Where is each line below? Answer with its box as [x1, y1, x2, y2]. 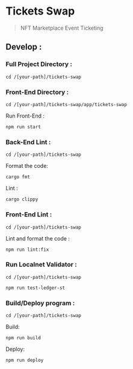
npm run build [5, 335, 42, 341]
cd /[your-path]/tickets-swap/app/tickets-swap [5, 101, 128, 107]
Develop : [5, 42, 42, 52]
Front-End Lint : [5, 210, 52, 219]
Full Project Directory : [5, 60, 73, 68]
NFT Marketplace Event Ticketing [20, 24, 104, 32]
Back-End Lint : [5, 138, 51, 146]
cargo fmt [5, 174, 31, 180]
